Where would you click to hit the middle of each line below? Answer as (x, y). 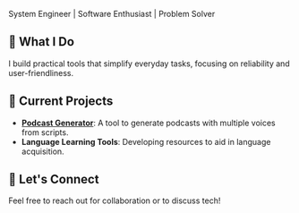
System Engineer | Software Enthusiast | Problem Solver (112, 14)
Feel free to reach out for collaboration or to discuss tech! (115, 200)
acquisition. (43, 151)
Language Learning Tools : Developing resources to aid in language (146, 141)
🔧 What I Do (42, 42)
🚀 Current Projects (61, 102)
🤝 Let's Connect (54, 179)
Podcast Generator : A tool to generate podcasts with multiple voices (148, 123)
